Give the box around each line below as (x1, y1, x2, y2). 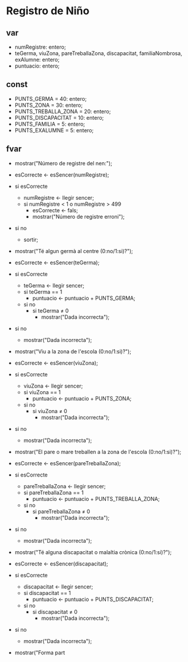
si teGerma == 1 (23, 288, 63, 295)
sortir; (23, 236, 38, 243)
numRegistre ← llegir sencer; (23, 194, 95, 201)
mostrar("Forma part (14, 649, 65, 656)
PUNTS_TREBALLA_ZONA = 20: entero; (14, 108, 111, 115)
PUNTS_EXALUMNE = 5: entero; (14, 126, 94, 134)
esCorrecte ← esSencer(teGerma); (14, 259, 100, 266)
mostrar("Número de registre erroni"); (32, 213, 125, 220)
